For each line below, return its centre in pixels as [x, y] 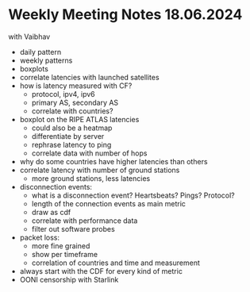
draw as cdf [51, 212]
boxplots [34, 68]
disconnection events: [56, 186]
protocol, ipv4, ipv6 [63, 94]
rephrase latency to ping [71, 144]
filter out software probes [73, 229]
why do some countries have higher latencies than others [113, 161]
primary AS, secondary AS [75, 102]
